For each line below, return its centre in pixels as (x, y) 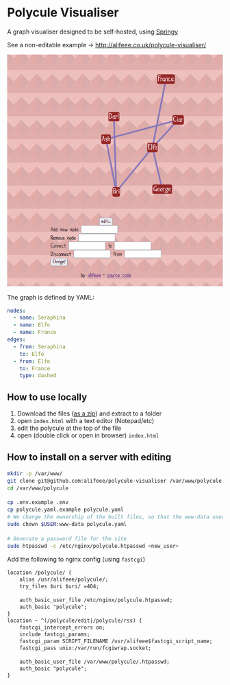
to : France (35, 368)
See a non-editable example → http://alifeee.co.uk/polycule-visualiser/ (107, 45)
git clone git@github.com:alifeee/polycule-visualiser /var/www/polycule (115, 481)
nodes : (16, 311)
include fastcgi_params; (55, 634)
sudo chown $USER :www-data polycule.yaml (67, 525)
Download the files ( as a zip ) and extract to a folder (89, 413)
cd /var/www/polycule (38, 488)
